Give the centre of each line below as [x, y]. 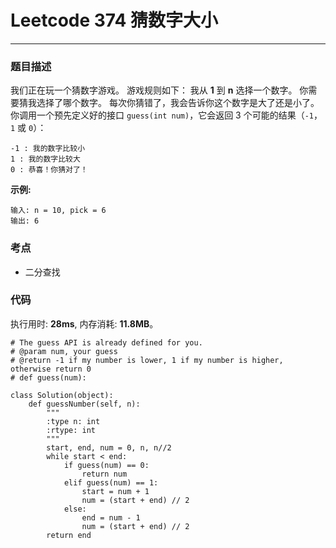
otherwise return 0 [51, 369]
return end [69, 535]
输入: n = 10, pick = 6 [58, 211]
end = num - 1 [111, 517]
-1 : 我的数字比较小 [48, 149]
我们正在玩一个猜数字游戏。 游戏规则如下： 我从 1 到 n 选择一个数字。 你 [159, 90]
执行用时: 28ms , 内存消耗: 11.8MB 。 [84, 323]
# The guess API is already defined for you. [106, 342]
